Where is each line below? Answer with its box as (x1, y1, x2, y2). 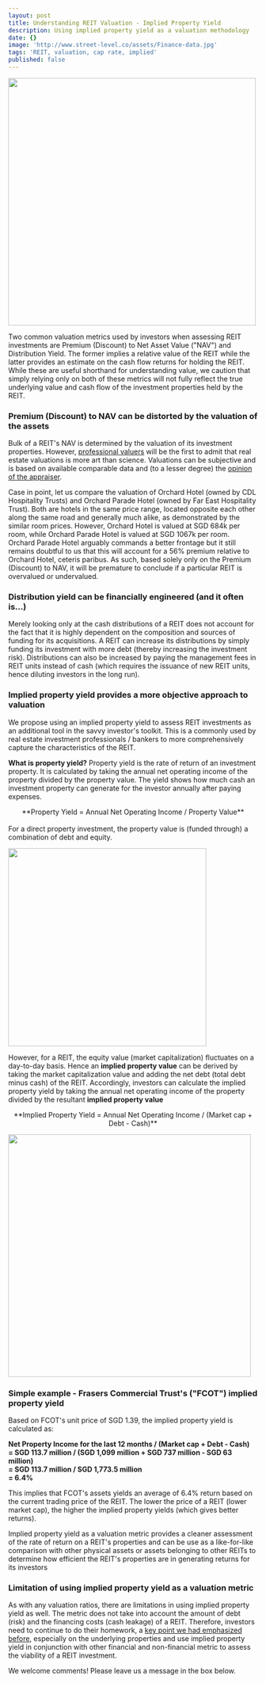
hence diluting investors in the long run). (8, 670, 140, 680)
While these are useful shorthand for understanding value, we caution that (8, 365, 251, 375)
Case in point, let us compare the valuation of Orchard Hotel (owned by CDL (8, 488, 256, 497)
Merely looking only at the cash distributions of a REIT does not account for (8, 619, 255, 629)
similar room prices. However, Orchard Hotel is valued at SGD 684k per (8, 521, 241, 531)
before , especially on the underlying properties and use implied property (8, 1634, 245, 1643)
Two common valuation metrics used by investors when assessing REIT (8, 332, 241, 341)
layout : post (8, 11, 51, 20)
